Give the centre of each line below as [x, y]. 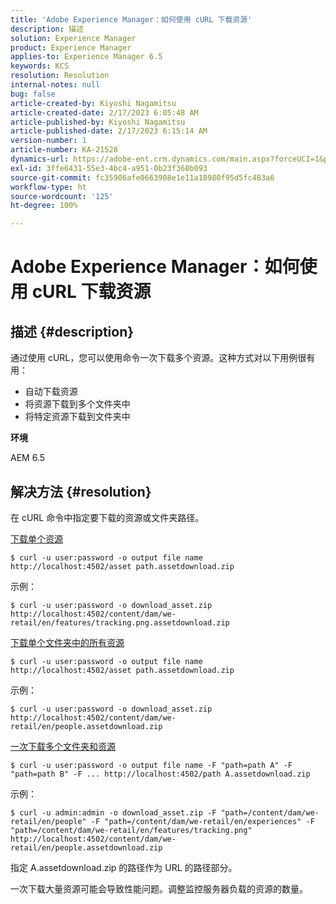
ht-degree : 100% [44, 206]
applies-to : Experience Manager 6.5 [86, 57]
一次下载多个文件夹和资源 [63, 746]
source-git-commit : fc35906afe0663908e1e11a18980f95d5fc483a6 [142, 177]
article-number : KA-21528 [64, 150]
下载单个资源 [36, 538]
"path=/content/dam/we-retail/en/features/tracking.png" [131, 830]
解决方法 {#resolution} [81, 491]
